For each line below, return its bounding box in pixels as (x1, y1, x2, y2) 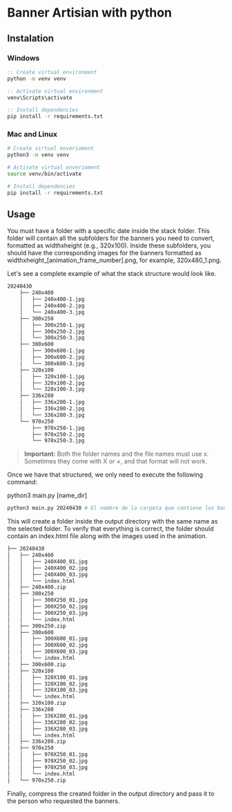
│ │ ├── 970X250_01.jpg (7, 751, 88, 758)
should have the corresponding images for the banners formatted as (7, 249, 202, 257)
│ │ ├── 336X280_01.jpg (7, 712, 88, 719)
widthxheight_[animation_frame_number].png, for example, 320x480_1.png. (7, 256, 222, 264)
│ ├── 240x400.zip (7, 584, 67, 591)
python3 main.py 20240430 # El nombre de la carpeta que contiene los (7, 505, 215, 512)
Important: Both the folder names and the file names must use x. (23, 450, 209, 458)
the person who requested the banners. (7, 797, 120, 805)
